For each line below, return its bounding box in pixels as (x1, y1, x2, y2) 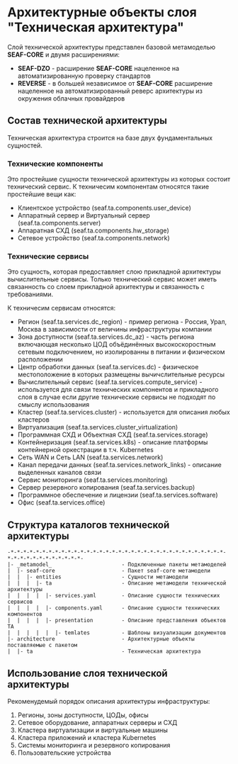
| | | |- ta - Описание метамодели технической (7, 580, 227, 587)
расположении (17, 355, 64, 364)
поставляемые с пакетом (7, 642, 78, 649)
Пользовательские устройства (17, 748, 111, 757)
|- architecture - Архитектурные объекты (7, 636, 195, 643)
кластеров (17, 415, 50, 424)
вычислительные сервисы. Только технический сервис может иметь (7, 275, 217, 283)
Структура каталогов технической (7, 519, 170, 531)
